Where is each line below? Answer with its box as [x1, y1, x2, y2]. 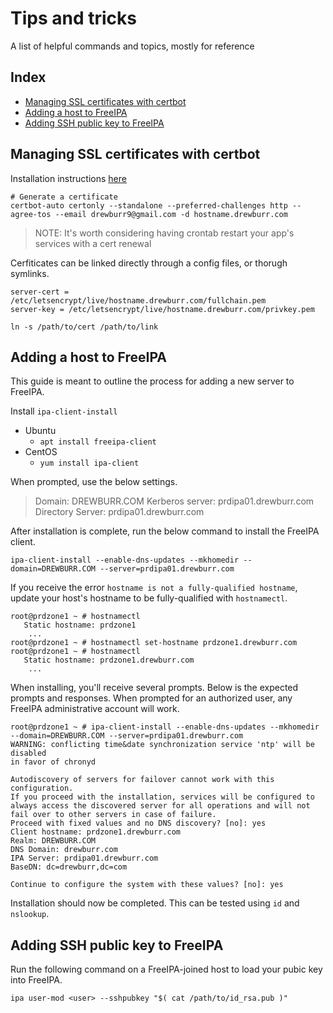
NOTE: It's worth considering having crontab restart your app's [34, 227, 295, 239]
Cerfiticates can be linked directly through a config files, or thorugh [10, 257, 288, 269]
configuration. [10, 783, 74, 794]
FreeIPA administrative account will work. [10, 703, 180, 715]
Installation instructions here [10, 172, 127, 184]
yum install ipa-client [39, 458, 140, 469]
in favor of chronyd [10, 757, 97, 767]
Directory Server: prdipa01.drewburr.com [34, 506, 205, 518]
